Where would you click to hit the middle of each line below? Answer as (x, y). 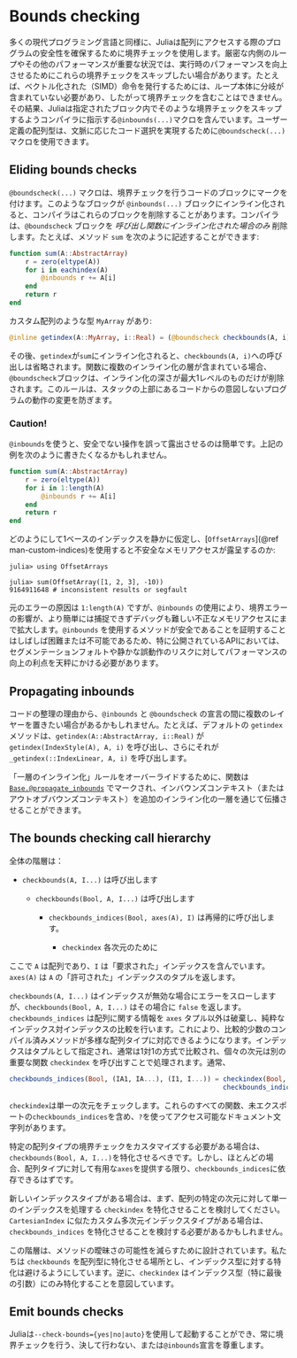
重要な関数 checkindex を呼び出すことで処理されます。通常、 (120, 1062)
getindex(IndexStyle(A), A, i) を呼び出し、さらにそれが (114, 746)
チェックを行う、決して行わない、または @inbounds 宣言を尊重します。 (142, 1345)
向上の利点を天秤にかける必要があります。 (86, 663)
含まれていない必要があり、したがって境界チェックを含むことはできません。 (148, 97)
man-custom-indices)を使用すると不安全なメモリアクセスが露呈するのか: (142, 550)
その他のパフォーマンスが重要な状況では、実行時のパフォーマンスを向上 (156, 64)
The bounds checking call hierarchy (110, 838)
